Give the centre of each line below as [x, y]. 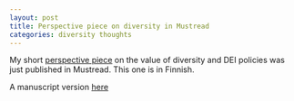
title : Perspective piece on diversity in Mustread [109, 26]
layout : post [34, 18]
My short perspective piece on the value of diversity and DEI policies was [147, 60]
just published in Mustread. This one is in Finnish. [102, 69]
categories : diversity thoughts [71, 34]
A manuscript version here [59, 87]
